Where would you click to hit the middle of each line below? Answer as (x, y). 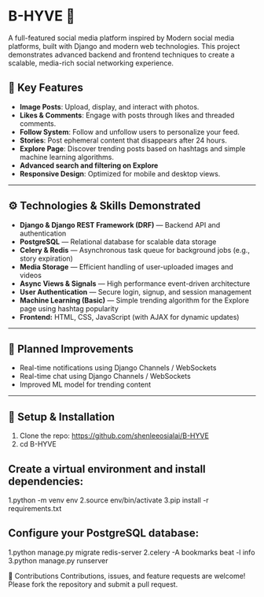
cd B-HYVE (38, 444)
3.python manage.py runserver (58, 560)
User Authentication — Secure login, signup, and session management (136, 291)
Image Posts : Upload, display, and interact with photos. (109, 106)
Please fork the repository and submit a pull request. (93, 584)
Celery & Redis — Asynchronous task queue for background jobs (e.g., (134, 250)
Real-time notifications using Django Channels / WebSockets (118, 368)
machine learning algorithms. (67, 157)
